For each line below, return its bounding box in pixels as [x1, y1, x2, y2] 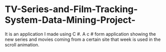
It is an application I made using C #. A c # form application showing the [5, 31, 156, 37]
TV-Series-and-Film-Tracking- [5, 4, 138, 15]
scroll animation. [5, 41, 39, 47]
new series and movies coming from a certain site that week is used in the [5, 36, 161, 42]
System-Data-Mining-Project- [5, 14, 136, 26]
